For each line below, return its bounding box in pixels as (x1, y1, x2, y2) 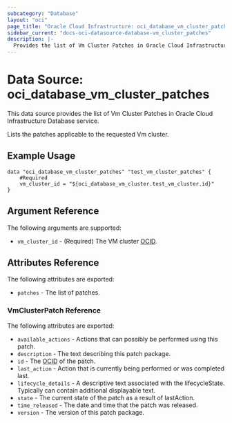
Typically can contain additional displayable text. (17, 386, 156, 394)
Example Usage (7, 150, 76, 162)
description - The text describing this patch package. (17, 349, 171, 357)
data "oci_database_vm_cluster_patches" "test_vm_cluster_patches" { (7, 168, 212, 175)
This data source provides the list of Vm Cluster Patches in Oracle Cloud (7, 109, 213, 117)
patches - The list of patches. (17, 288, 100, 297)
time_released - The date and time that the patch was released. (17, 401, 198, 409)
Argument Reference (7, 205, 99, 217)
